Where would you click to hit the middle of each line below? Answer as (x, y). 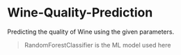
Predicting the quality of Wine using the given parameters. (91, 32)
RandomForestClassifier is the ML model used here (97, 45)
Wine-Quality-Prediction (80, 13)
